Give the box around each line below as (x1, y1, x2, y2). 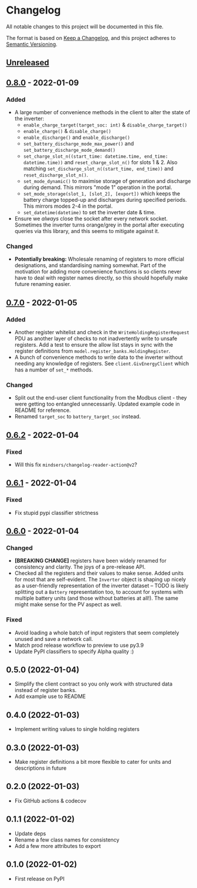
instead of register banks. (14, 687, 77, 694)
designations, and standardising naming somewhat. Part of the (14, 262, 166, 269)
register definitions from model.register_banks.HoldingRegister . (14, 348, 171, 354)
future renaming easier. (14, 281, 72, 288)
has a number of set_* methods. (14, 366, 93, 373)
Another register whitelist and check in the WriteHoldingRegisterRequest (14, 329, 189, 335)
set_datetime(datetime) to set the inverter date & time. (23, 209, 156, 216)
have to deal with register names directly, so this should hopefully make (14, 274, 188, 281)
